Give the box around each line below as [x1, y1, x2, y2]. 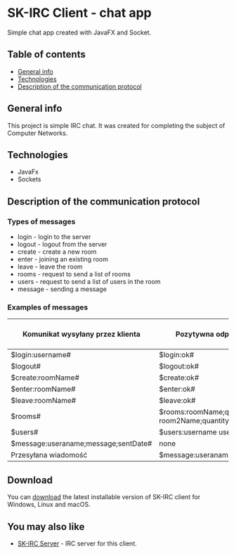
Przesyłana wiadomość [11, 450, 88, 460]
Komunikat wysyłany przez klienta [22, 329, 140, 339]
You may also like [7, 520, 85, 532]
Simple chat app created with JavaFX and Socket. [7, 28, 152, 37]
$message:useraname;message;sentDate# [11, 439, 152, 449]
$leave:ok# [159, 396, 196, 406]
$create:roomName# [11, 373, 79, 382]
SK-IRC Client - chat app [7, 5, 152, 21]
